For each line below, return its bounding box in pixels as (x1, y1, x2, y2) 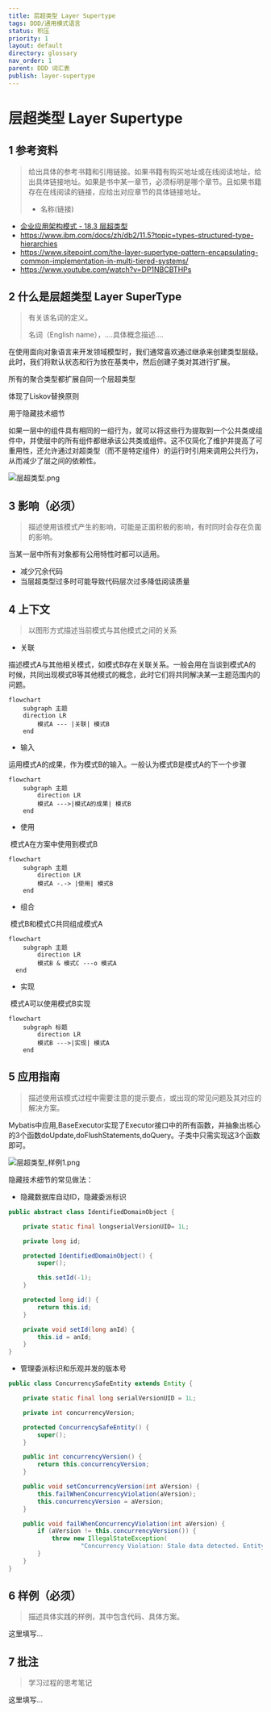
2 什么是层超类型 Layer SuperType (8, 290, 182, 303)
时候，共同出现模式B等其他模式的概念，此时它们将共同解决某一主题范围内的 (8, 670, 261, 680)
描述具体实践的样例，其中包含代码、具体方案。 (27, 1612, 184, 1622)
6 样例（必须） (8, 1589, 82, 1603)
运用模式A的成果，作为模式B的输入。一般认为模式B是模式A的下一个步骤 (8, 760, 247, 769)
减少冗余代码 (19, 567, 63, 576)
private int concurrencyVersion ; (23, 1409, 135, 1417)
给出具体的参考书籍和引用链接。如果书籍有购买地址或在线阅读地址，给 (27, 166, 262, 176)
